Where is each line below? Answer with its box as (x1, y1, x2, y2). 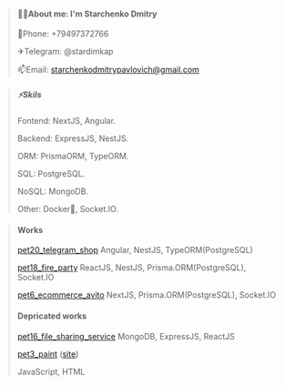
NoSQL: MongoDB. (16, 186, 88, 197)
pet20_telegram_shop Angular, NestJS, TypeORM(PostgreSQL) (16, 245, 254, 256)
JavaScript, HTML (16, 366, 86, 377)
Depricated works (16, 310, 87, 321)
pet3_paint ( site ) (16, 348, 79, 360)
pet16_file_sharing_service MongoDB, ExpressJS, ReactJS (16, 330, 236, 341)
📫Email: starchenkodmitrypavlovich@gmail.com (16, 65, 199, 76)
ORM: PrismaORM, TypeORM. (16, 151, 129, 162)
